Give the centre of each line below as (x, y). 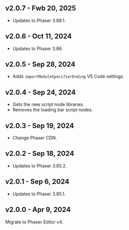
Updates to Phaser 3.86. (38, 48)
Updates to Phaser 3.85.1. (39, 194)
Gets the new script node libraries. (48, 104)
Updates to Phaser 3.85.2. (40, 165)
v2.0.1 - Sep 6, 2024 (37, 182)
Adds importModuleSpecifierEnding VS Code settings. (68, 76)
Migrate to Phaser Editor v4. (34, 222)
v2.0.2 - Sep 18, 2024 (40, 154)
